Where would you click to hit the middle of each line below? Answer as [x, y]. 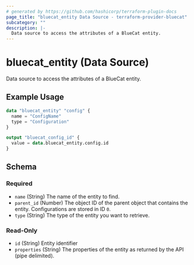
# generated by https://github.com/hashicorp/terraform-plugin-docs [91, 11]
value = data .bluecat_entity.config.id [60, 143]
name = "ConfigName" [36, 116]
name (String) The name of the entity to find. [67, 196]
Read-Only [22, 230]
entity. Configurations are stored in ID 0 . [63, 209]
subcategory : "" [26, 22]
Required [19, 184]
